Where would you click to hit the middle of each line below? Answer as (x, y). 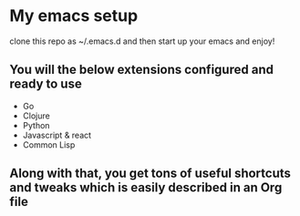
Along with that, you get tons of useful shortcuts (150, 174)
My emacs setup (74, 16)
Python (36, 125)
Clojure (36, 116)
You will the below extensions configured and (141, 70)
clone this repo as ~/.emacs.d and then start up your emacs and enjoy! (142, 41)
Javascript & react (57, 135)
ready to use (46, 84)
